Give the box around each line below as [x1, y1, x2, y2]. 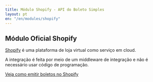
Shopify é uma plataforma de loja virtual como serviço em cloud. [5, 47, 136, 53]
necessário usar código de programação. [5, 62, 89, 68]
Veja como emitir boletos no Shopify [5, 71, 79, 77]
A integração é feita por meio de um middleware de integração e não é [5, 57, 149, 62]
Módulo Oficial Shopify [5, 34, 77, 42]
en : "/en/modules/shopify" [5, 16, 61, 21]
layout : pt [5, 12, 28, 17]
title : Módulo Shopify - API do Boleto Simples [5, 7, 105, 12]
